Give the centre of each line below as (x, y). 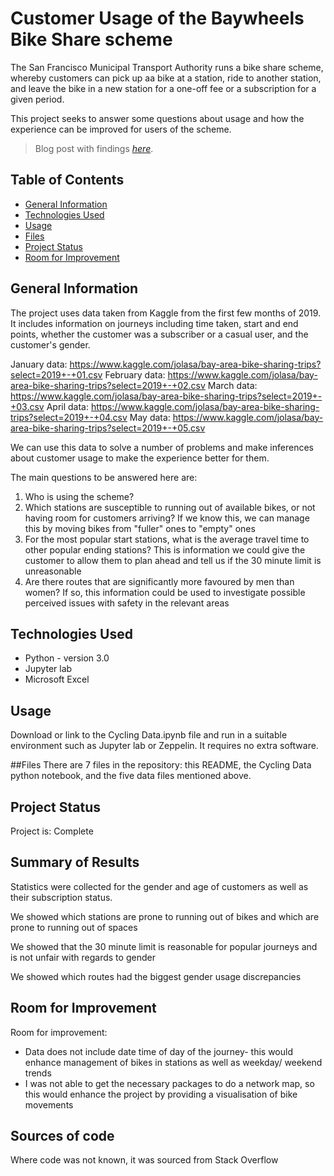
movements (49, 1104)
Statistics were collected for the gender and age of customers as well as (159, 886)
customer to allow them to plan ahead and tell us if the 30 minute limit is (173, 560)
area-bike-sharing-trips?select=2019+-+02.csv (108, 385)
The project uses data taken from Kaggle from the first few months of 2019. (166, 313)
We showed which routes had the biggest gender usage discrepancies (156, 976)
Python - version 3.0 (67, 658)
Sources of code (62, 1136)
